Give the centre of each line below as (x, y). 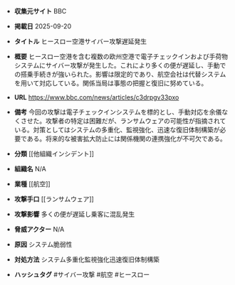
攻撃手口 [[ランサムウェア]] (54, 199)
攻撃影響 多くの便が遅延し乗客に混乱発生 (74, 214)
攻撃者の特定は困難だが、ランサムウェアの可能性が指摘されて (136, 121)
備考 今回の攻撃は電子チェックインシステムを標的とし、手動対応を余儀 (118, 112)
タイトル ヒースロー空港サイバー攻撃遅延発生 (80, 41)
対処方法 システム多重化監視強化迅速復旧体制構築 (87, 259)
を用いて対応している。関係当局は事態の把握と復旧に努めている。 (111, 83)
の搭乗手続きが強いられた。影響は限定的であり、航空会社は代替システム (120, 74)
